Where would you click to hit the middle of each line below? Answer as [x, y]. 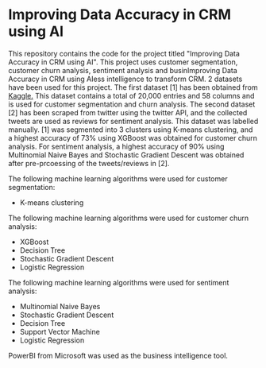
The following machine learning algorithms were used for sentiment [119, 282]
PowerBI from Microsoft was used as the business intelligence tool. [118, 355]
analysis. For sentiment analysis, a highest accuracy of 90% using [116, 146]
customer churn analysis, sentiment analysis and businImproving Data [123, 70]
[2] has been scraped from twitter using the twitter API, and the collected [128, 112]
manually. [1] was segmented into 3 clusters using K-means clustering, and [131, 130]
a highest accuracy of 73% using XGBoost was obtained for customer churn [133, 138]
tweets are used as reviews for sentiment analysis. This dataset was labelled [133, 121]
